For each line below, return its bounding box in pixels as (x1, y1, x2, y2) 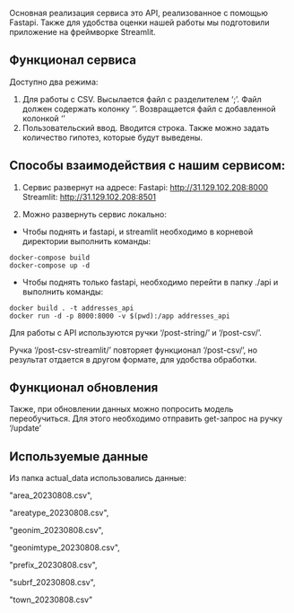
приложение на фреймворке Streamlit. (9, 27, 157, 37)
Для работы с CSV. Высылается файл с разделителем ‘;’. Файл (22, 93, 262, 104)
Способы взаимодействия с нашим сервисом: (9, 158, 286, 173)
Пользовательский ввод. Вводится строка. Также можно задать (22, 122, 270, 133)
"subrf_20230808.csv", (9, 577, 96, 588)
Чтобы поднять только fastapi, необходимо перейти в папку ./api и (22, 276, 279, 287)
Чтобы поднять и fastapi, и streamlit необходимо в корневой (22, 226, 254, 237)
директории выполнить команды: (22, 235, 151, 246)
